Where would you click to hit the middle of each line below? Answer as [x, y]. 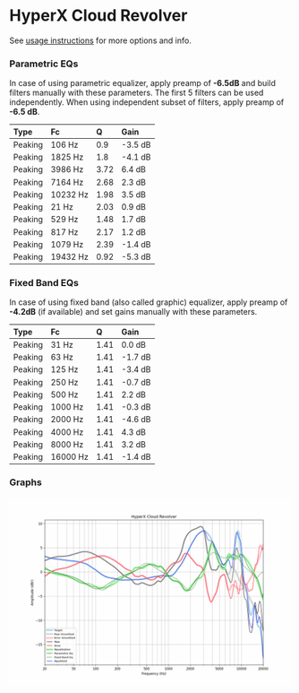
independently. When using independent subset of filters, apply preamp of [147, 102]
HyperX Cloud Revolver [98, 16]
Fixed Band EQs [44, 282]
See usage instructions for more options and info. [101, 40]
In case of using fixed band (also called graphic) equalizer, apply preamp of [149, 302]
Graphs [26, 482]
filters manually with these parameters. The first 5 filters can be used [137, 93]
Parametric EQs [44, 64]
